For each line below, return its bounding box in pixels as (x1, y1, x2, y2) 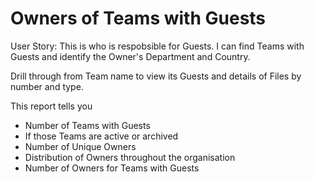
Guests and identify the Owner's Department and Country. (10, 50, 251, 62)
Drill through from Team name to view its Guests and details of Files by (10, 70, 302, 82)
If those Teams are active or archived (24, 130, 179, 142)
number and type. (10, 80, 84, 92)
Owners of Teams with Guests (10, 7, 267, 30)
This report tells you (10, 100, 93, 112)
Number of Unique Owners (24, 140, 137, 152)
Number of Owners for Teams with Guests (24, 162, 200, 174)
